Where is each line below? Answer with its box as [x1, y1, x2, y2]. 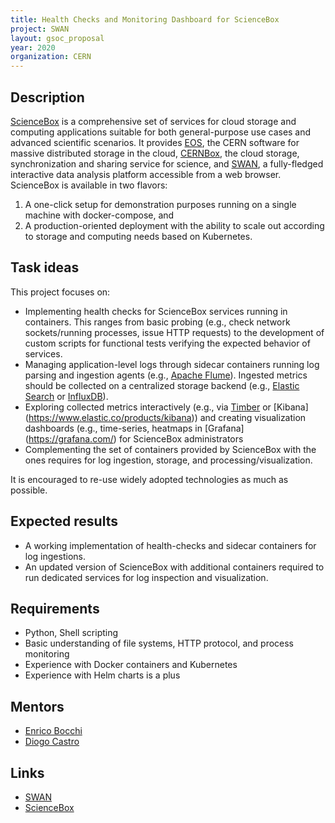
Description [10, 89, 85, 106]
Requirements [10, 600, 100, 617]
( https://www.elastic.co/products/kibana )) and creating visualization [24, 411, 307, 423]
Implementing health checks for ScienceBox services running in [24, 305, 288, 317]
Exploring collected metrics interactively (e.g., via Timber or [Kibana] [24, 401, 309, 413]
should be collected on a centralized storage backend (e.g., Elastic [24, 379, 300, 391]
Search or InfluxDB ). [24, 390, 109, 402]
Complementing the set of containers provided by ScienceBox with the [24, 443, 317, 455]
